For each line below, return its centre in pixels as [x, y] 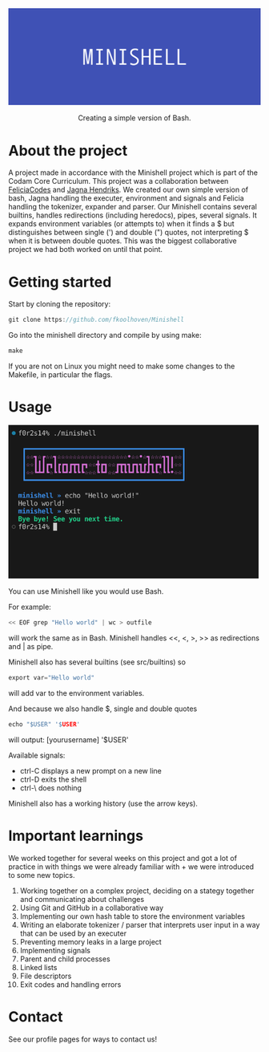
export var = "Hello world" [51, 677]
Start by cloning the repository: [59, 304]
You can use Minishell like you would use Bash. [86, 591]
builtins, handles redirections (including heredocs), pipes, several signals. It [133, 215]
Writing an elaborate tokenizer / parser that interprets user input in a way [140, 924]
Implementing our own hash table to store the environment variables [132, 916]
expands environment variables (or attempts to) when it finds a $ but [121, 224]
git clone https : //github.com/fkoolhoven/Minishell [96, 320]
